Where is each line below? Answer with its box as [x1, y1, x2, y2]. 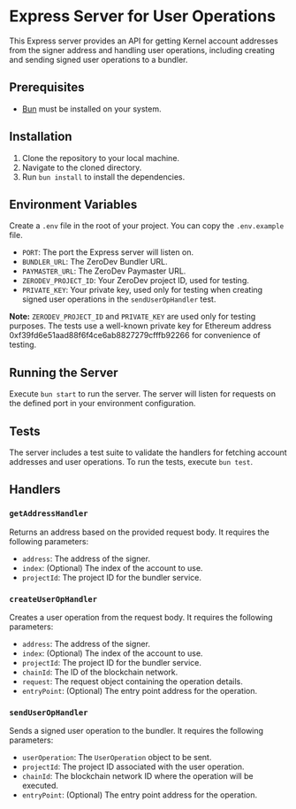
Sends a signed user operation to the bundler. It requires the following [9, 726, 263, 736]
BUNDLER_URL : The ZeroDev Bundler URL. [21, 257, 168, 267]
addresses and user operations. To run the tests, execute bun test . [9, 457, 254, 466]
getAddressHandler [9, 509, 88, 519]
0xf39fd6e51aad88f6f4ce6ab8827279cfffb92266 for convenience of [9, 330, 261, 341]
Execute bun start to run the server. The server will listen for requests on [9, 389, 277, 399]
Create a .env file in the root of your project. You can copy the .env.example [9, 220, 285, 231]
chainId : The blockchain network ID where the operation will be [21, 771, 254, 782]
